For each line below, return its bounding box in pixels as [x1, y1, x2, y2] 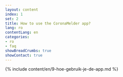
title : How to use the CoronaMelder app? [5, 21, 91, 26]
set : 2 [5, 16, 19, 21]
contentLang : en [5, 30, 38, 35]
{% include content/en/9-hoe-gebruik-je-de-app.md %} [5, 66, 119, 72]
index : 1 [5, 12, 23, 17]
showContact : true [5, 52, 43, 58]
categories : [5, 35, 29, 40]
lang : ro [5, 26, 23, 30]
